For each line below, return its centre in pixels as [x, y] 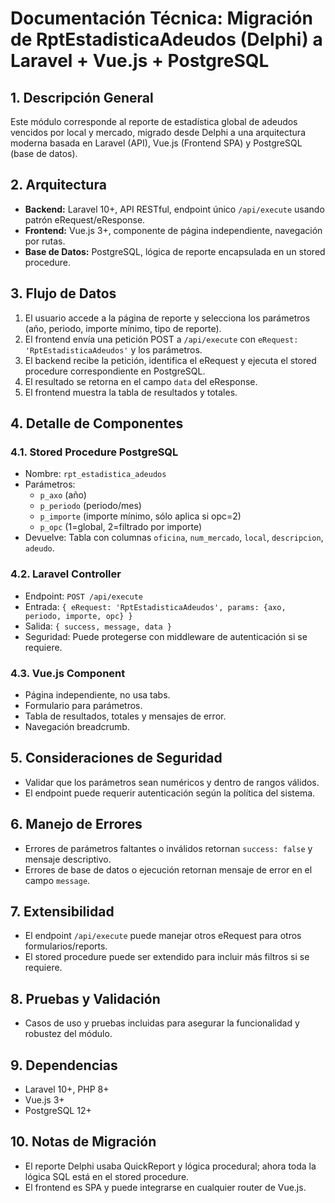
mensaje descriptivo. [68, 859]
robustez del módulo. [68, 1034]
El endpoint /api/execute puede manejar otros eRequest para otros [163, 936]
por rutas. [45, 241]
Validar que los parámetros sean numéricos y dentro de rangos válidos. [172, 782]
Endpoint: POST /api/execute [83, 596]
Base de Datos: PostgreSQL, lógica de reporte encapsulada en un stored [175, 251]
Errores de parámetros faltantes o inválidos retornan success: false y [168, 848]
